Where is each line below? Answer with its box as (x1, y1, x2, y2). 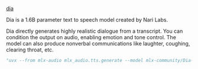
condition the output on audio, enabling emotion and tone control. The (6, 34, 177, 40)
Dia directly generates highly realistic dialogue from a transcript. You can (6, 27, 183, 34)
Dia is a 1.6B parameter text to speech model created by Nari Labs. (6, 16, 168, 23)
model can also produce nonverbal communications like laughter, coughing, (6, 40, 190, 47)
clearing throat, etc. (6, 46, 54, 53)
